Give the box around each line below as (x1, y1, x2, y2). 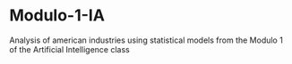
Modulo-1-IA (9, 5, 106, 26)
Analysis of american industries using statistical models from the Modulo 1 (9, 35, 284, 45)
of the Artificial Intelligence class (9, 44, 130, 54)
